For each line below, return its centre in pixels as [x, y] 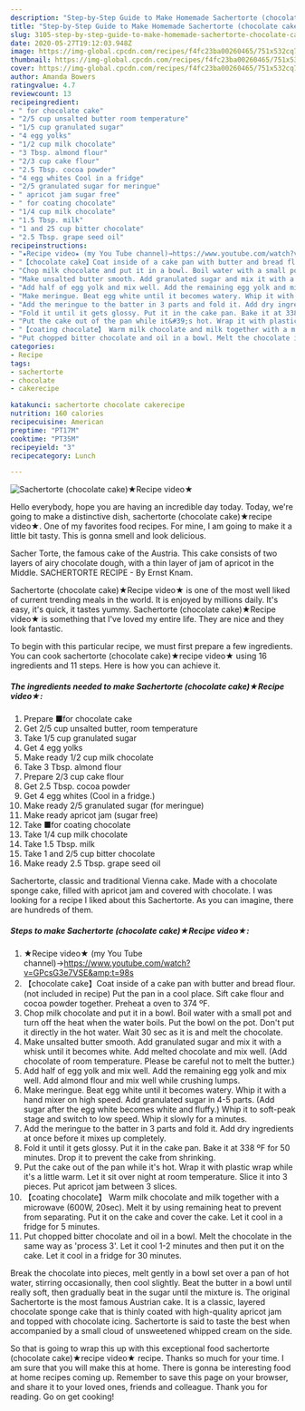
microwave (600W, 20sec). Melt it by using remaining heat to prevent [152, 1208]
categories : [33, 346]
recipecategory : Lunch [53, 456]
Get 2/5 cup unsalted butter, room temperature [110, 729]
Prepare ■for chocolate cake [78, 719]
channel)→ [43, 963]
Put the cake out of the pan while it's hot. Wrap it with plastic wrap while [158, 1167]
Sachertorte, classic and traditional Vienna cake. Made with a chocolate [144, 881]
